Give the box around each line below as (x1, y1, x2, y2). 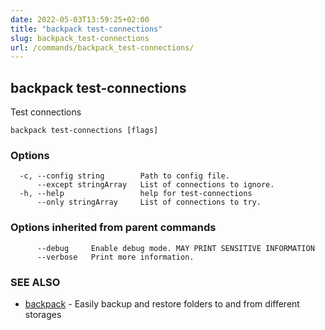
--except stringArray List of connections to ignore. (36, 180, 275, 190)
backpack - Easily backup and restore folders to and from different (24, 297, 300, 310)
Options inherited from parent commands (10, 221, 217, 235)
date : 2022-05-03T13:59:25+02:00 (10, 14, 150, 25)
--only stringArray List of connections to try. (36, 197, 262, 208)
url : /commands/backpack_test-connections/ (10, 42, 195, 53)
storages (24, 308, 62, 320)
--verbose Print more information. (36, 252, 195, 262)
